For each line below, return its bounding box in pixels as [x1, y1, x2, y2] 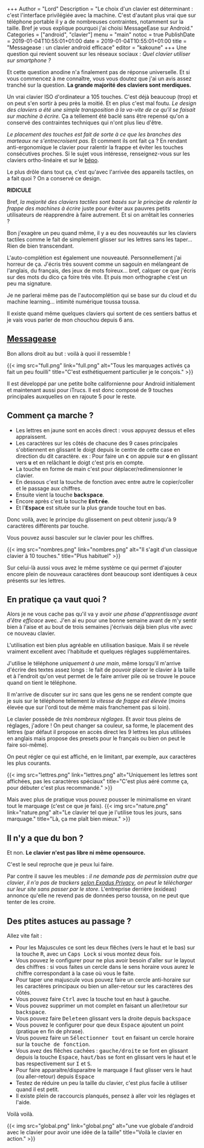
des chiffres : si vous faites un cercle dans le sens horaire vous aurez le [15, 963, 194, 971]
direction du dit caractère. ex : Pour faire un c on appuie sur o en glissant [15, 452, 198, 460]
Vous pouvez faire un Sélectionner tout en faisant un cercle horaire [15, 1034, 194, 1042]
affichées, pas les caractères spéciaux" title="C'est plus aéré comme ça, [7, 778, 189, 785]
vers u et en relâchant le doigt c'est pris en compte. [15, 458, 145, 466]
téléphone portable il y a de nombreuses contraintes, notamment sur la [7, 18, 184, 25]
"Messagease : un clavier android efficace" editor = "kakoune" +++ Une [7, 44, 187, 51]
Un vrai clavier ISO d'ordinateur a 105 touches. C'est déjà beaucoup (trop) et [7, 93, 198, 100]
